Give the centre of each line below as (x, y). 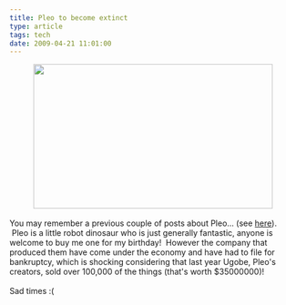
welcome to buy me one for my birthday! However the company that (138, 243)
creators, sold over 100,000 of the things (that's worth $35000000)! (137, 272)
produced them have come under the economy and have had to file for (142, 252)
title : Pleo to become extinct (69, 18)
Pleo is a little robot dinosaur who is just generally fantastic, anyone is (142, 233)
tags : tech (30, 35)
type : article (36, 26)
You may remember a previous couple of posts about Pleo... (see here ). (143, 223)
